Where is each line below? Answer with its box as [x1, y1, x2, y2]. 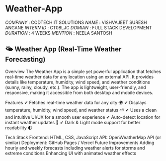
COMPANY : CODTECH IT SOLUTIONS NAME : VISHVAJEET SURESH [5, 19, 147, 25]
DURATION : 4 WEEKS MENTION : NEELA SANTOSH [5, 30, 113, 36]
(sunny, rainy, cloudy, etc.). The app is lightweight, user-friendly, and [5, 84, 146, 90]
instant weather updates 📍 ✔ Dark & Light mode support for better [5, 119, 141, 125]
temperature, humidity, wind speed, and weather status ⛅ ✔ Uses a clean [5, 107, 157, 113]
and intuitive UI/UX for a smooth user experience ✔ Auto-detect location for [5, 114, 161, 120]
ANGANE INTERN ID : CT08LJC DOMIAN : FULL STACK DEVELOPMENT [5, 24, 153, 30]
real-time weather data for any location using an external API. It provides [5, 74, 154, 80]
